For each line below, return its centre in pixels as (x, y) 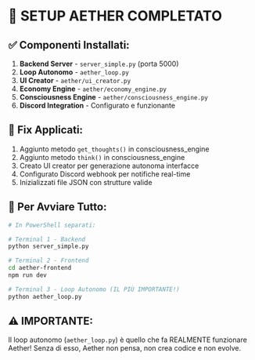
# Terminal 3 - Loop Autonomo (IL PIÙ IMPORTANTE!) (94, 289)
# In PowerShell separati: (52, 225)
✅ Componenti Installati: (69, 45)
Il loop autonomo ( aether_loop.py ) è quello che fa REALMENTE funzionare (128, 340)
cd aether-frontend (40, 268)
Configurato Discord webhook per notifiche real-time (105, 174)
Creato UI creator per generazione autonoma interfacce (109, 165)
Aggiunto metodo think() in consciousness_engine (102, 157)
